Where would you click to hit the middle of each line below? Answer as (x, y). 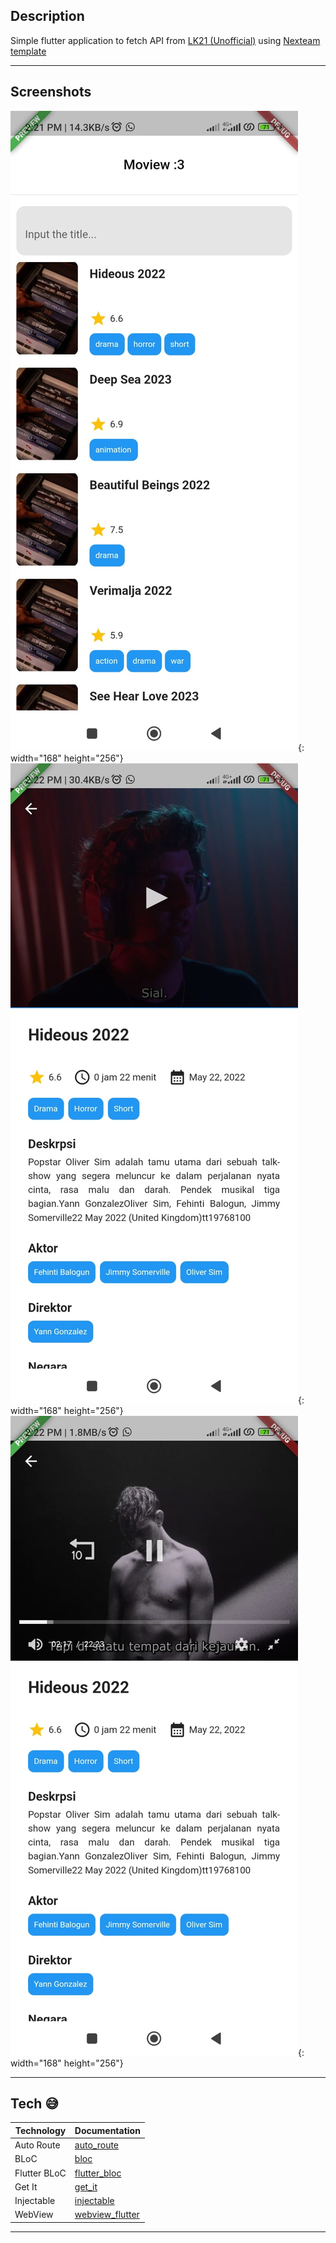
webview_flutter (107, 2215)
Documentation (107, 2130)
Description (47, 16)
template (28, 51)
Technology (40, 2130)
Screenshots (51, 92)
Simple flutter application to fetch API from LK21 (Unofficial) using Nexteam (165, 40)
